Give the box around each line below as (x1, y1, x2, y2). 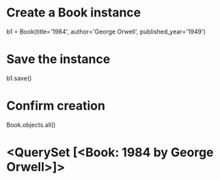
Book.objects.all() (6, 120, 56, 129)
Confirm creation (6, 98, 105, 114)
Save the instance (6, 51, 111, 67)
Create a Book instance (6, 5, 141, 21)
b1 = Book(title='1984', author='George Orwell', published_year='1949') (6, 27, 206, 36)
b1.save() (6, 74, 32, 82)
